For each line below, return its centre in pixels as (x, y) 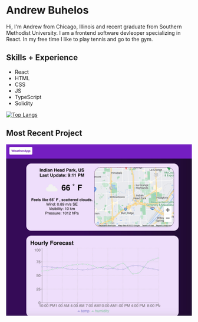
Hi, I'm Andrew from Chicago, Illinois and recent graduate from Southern (94, 27)
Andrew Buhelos (47, 10)
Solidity (24, 103)
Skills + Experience (42, 57)
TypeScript (28, 97)
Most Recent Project (44, 133)
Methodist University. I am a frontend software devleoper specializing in (93, 32)
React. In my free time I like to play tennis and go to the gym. (80, 39)
